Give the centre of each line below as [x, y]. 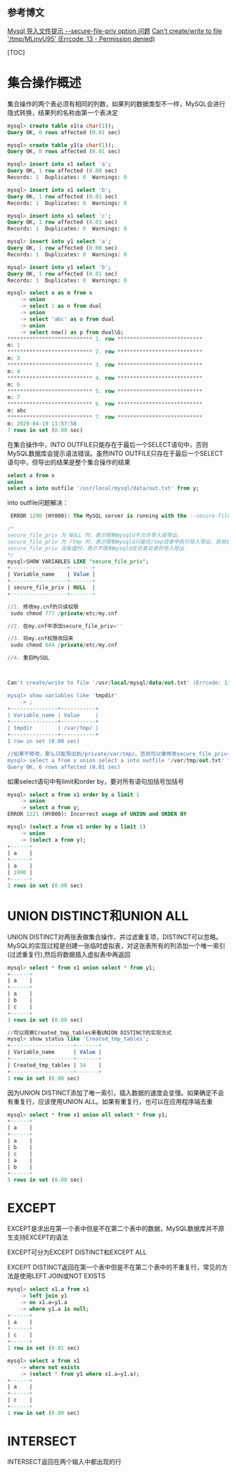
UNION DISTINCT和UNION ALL [98, 916]
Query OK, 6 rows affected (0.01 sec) [64, 767]
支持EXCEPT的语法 [41, 1237]
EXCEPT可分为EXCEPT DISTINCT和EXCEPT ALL [77, 1252]
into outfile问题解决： [38, 503]
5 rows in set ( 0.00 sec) [45, 1180]
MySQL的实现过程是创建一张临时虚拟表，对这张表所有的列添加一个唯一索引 [117, 945]
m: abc [17, 411]
